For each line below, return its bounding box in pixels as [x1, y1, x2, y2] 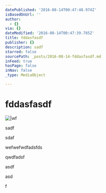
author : [5, 17, 21, 22]
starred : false [5, 49, 37, 54]
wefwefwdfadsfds [5, 144, 42, 150]
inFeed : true [5, 59, 32, 64]
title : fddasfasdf [5, 36, 43, 41]
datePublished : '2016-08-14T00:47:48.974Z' [5, 7, 97, 13]
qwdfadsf [5, 154, 25, 160]
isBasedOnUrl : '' [5, 12, 41, 17]
